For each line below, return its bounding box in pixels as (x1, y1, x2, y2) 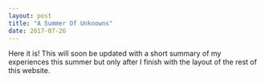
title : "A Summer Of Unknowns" (8, 19, 113, 27)
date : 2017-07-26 (8, 27, 67, 35)
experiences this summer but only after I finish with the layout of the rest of (8, 57, 257, 67)
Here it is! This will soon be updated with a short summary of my (8, 49, 222, 59)
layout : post (8, 11, 52, 20)
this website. (8, 66, 51, 76)
